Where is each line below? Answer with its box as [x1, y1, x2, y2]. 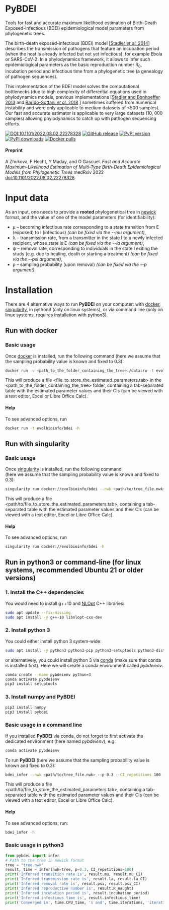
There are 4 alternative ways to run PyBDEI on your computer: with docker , [5, 301, 161, 307]
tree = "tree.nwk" [5, 862, 44, 868]
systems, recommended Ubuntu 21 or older [5, 566, 144, 575]
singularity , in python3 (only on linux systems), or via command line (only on [5, 306, 163, 312]
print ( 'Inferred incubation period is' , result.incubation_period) [5, 890, 150, 895]
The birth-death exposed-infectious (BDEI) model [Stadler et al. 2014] [5, 40, 150, 46]
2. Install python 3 [5, 626, 50, 634]
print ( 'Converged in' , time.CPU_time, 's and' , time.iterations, [5, 900, 145, 905]
